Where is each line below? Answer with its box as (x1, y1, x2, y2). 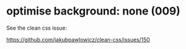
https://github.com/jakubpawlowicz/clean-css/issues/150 (6, 36, 150, 43)
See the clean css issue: (6, 24, 67, 31)
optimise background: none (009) (6, 4, 181, 18)
